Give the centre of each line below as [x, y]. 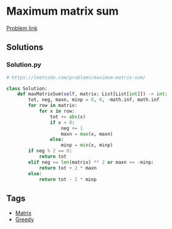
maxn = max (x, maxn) [87, 134]
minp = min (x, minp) [87, 145]
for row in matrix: [53, 106]
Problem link [22, 28]
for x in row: [57, 111]
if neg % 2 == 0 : [50, 151]
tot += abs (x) [68, 117]
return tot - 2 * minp [68, 179]
